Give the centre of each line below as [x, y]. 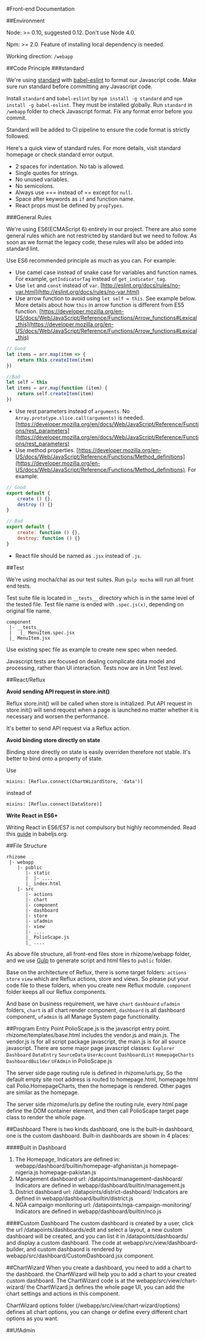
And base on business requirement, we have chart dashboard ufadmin [93, 1004]
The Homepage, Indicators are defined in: [68, 1159]
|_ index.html [43, 884]
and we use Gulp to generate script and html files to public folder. [89, 960]
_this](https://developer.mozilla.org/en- [64, 324]
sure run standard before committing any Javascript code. [79, 86]
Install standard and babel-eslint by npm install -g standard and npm [95, 98]
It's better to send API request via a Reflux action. [69, 728]
